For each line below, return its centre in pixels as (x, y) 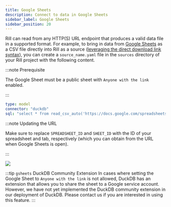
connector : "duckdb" (27, 109)
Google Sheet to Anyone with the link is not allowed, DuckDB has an (78, 179)
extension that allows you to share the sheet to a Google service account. (82, 184)
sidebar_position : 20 (28, 24)
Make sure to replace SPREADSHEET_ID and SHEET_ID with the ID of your (78, 133)
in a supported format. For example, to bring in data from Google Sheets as (84, 44)
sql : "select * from (27, 114)
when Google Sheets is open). (37, 144)
